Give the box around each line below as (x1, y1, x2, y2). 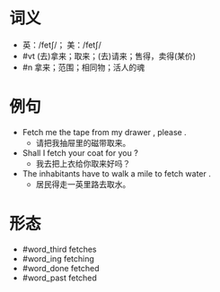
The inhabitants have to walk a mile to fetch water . (22, 167, 211, 179)
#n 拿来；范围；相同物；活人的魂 (22, 62, 145, 73)
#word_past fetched (22, 272, 97, 283)
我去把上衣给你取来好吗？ (35, 158, 131, 168)
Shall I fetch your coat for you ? (22, 147, 139, 158)
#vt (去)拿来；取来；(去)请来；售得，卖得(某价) (22, 50, 196, 61)
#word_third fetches (22, 244, 97, 254)
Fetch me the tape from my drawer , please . (22, 126, 187, 137)
